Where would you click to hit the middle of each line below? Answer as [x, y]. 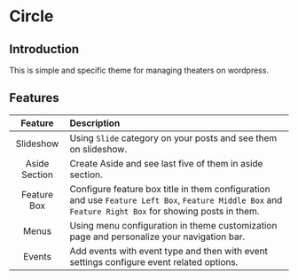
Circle [31, 16]
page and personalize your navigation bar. [157, 237]
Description [95, 123]
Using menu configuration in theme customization [173, 225]
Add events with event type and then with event [169, 251]
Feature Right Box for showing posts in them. [165, 211]
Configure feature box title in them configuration [170, 189]
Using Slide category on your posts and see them [173, 137]
